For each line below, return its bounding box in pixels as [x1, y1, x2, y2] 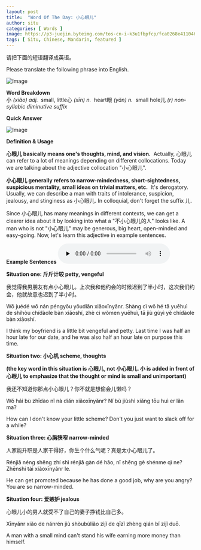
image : [6, 31, 23, 37]
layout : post [6, 8, 39, 15]
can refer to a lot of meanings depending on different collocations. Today [6, 157, 187, 164]
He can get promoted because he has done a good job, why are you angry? [6, 477, 193, 483]
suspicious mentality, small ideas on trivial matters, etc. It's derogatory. [6, 184, 188, 191]
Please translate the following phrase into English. [6, 66, 129, 73]
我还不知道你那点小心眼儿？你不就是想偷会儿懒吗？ [6, 385, 132, 392]
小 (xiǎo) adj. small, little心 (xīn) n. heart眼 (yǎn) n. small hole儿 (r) [6, 97, 173, 103]
